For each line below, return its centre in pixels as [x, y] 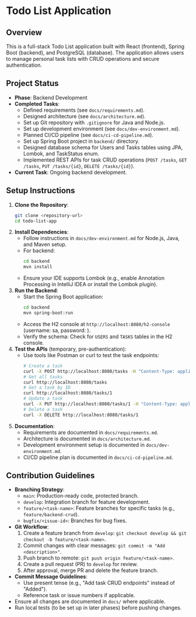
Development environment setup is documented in [84, 445]
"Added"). [35, 589]
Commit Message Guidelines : [51, 577]
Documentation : [34, 426]
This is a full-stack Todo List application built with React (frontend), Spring [95, 46]
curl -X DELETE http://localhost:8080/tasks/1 [81, 415]
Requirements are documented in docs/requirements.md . [91, 432]
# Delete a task [43, 409]
